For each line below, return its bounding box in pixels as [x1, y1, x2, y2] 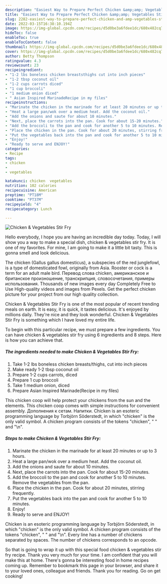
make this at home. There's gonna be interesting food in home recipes [5, 557, 149, 564]
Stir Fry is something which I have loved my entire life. [5, 317, 116, 323]
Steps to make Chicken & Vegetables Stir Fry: [5, 435, 101, 441]
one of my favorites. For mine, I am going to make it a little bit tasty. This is [5, 245, 158, 251]
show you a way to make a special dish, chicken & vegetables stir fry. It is [5, 239, 156, 245]
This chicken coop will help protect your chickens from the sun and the [5, 397, 151, 403]
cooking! [5, 573, 23, 579]
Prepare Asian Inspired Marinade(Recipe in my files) [12, 388, 119, 394]
